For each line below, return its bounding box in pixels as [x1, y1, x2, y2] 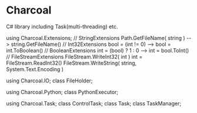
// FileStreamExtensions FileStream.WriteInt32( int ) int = [6, 53, 143, 60]
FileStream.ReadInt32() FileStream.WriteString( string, [6, 59, 137, 67]
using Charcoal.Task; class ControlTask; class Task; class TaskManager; [6, 99, 181, 107]
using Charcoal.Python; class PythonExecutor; [6, 88, 119, 95]
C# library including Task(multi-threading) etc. [6, 23, 119, 30]
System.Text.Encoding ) [6, 65, 64, 72]
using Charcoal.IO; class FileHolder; [6, 77, 93, 84]
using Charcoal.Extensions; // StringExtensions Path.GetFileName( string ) [6, 34, 185, 41]
